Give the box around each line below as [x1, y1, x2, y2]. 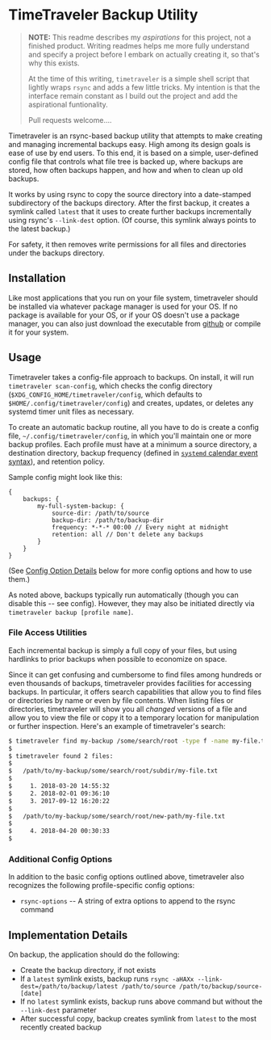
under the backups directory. [8, 248, 105, 258]
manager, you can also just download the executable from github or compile [8, 318, 261, 328]
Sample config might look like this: [8, 472, 123, 482]
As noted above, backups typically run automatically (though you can [8, 590, 240, 600]
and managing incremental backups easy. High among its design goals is [8, 139, 252, 149]
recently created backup [19, 1022, 102, 1032]
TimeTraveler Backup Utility [8, 6, 198, 24]
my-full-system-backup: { [37, 502, 125, 510]
